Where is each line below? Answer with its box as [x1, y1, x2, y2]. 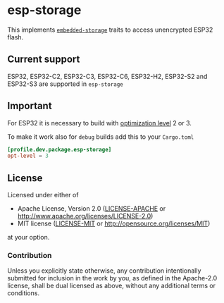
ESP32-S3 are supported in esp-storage [7, 80, 123, 88]
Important [7, 100, 52, 112]
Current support [7, 54, 80, 66]
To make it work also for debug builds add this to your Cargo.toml [7, 132, 194, 141]
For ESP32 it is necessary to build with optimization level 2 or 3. [7, 118, 192, 127]
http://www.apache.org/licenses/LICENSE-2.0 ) [17, 212, 154, 221]
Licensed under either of [7, 191, 79, 199]
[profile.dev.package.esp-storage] [7, 146, 112, 153]
